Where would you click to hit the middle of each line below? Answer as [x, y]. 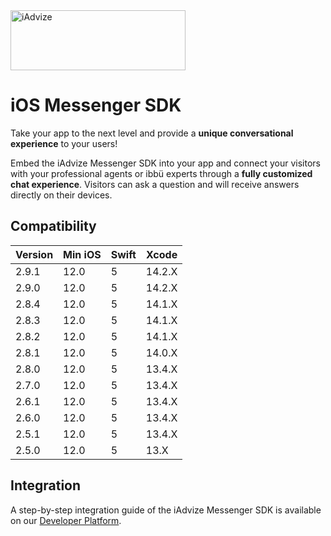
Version [34, 254]
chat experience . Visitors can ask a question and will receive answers [155, 184]
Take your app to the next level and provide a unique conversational [152, 133]
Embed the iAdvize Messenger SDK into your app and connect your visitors [165, 163]
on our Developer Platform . [66, 520]
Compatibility [53, 226]
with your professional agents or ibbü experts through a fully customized [161, 173]
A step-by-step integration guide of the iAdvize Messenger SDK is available [166, 510]
